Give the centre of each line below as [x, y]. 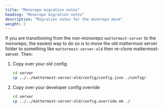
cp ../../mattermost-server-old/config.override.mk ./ [71, 101]
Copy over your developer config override [56, 87]
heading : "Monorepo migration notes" [45, 15]
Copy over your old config [40, 64]
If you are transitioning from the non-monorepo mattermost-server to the [81, 38]
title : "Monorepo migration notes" [43, 10]
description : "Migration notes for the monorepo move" [64, 19]
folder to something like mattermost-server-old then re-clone [69, 49]
